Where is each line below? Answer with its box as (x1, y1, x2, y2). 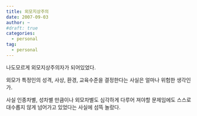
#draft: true (6, 25, 38, 31)
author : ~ (6, 19, 31, 25)
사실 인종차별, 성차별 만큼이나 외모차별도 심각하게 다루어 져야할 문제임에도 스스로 (6, 96, 192, 103)
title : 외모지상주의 (6, 8, 49, 15)
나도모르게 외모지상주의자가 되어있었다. (6, 64, 96, 71)
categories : (6, 31, 35, 37)
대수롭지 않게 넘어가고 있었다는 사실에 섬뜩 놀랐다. (6, 104, 121, 111)
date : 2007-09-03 (6, 14, 49, 20)
